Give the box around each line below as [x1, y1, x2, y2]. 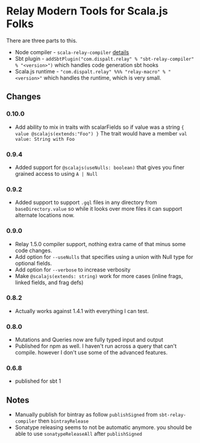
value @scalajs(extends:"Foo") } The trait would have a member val [14, 129, 188, 137]
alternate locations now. [14, 212, 75, 219]
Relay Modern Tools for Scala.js [6, 4, 169, 18]
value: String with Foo [14, 136, 75, 142]
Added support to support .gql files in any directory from [14, 199, 158, 206]
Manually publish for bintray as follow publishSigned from [14, 411, 158, 418]
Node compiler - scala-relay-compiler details [14, 48, 130, 55]
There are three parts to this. [6, 37, 78, 44]
